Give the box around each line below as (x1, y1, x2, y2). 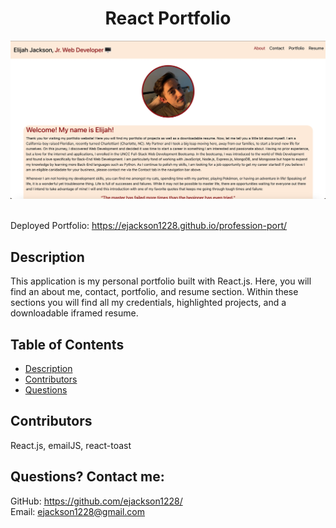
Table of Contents (10, 336, 125, 353)
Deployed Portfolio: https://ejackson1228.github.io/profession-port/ (10, 220, 288, 232)
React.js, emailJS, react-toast (10, 439, 132, 451)
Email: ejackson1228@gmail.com (10, 505, 146, 517)
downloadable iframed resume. (10, 307, 139, 319)
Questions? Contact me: (10, 468, 165, 486)
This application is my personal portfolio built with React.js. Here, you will (10, 275, 312, 287)
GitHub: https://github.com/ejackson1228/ (10, 495, 183, 507)
